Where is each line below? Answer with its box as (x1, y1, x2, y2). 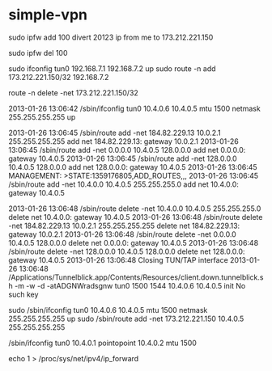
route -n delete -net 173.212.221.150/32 (8, 87, 139, 98)
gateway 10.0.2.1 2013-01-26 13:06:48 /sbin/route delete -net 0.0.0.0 (8, 229, 236, 239)
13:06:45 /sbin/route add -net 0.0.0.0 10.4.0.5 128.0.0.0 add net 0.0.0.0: (8, 145, 246, 154)
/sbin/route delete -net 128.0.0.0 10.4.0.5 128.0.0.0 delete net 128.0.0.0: (8, 247, 245, 256)
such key (8, 289, 39, 299)
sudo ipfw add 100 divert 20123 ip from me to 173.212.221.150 (8, 32, 214, 42)
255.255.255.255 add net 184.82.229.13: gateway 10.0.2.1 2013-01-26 (8, 136, 239, 146)
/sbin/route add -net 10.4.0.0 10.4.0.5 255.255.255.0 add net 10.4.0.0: (8, 179, 239, 189)
